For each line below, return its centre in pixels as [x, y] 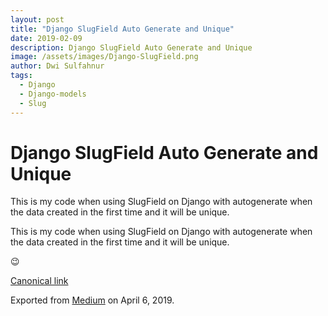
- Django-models [53, 94]
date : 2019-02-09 [46, 38]
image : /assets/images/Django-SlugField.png [104, 57]
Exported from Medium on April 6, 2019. [92, 300]
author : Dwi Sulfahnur [57, 66]
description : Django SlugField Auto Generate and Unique [131, 47]
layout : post [37, 19]
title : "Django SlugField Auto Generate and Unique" [122, 29]
